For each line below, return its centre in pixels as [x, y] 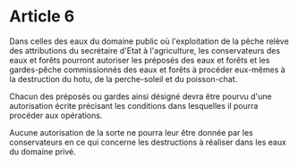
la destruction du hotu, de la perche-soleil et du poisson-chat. [123, 79]
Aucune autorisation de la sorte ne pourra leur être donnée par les [131, 132]
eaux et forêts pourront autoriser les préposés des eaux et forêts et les [140, 60]
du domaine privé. [43, 151]
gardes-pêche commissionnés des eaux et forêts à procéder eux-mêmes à [148, 70]
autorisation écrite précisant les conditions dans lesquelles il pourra [134, 105]
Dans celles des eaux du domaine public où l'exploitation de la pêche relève [149, 41]
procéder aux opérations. [56, 115]
